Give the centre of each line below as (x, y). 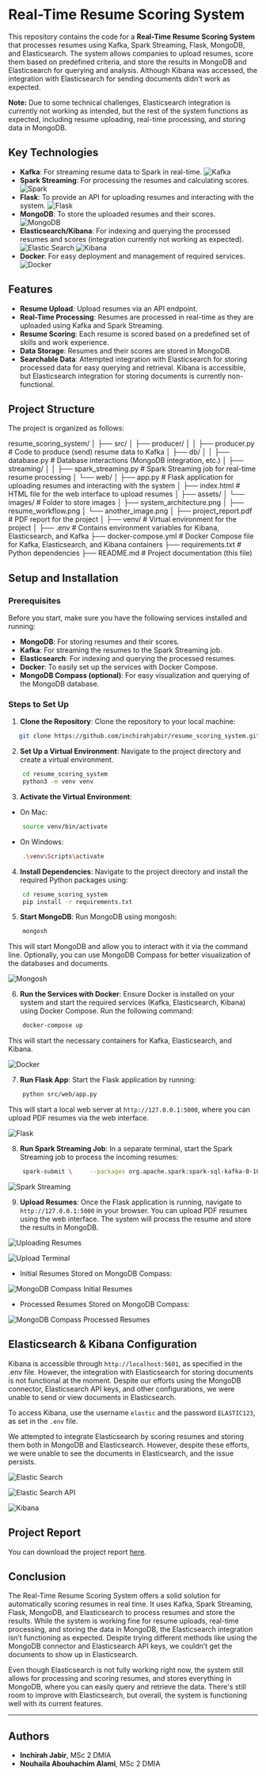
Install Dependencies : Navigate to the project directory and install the (134, 871)
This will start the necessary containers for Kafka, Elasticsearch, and (120, 1041)
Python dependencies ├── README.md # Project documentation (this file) (130, 553)
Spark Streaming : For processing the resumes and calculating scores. (134, 180)
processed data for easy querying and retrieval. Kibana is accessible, (133, 367)
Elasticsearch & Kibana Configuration (103, 1344)
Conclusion (37, 1577)
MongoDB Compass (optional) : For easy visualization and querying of (135, 676)
